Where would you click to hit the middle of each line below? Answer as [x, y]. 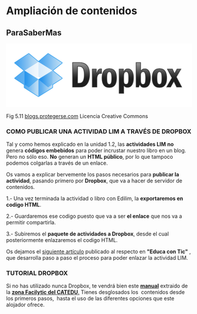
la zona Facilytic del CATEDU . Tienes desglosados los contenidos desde [96, 292]
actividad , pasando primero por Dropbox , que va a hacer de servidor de [94, 181]
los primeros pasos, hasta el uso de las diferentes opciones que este [90, 299]
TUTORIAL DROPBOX [37, 273]
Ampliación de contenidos [72, 11]
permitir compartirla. [31, 223]
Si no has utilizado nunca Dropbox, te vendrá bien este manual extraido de [97, 286]
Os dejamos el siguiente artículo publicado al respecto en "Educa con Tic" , [98, 251]
